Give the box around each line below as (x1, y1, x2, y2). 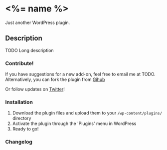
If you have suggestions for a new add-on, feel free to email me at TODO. (5, 71, 156, 77)
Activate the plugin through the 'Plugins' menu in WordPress (12, 120, 137, 126)
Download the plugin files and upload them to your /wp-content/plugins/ (12, 110, 163, 116)
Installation (5, 98, 33, 105)
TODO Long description (5, 47, 54, 53)
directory (12, 115, 31, 121)
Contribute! (5, 59, 34, 66)
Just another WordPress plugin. (5, 19, 70, 25)
